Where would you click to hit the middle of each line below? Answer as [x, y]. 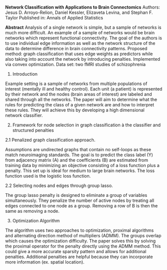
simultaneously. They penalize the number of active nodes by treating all [80, 200]
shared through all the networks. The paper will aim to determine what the [81, 99]
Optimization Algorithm [36, 221]
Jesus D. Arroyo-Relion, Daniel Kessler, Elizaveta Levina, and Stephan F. [79, 12]
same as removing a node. [32, 211]
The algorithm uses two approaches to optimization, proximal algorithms [80, 230]
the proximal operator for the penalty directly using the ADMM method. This [83, 246]
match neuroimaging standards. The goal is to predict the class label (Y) [79, 155]
